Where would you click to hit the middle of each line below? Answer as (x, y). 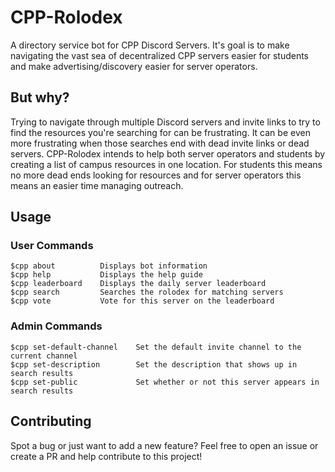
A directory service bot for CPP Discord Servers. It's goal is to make (150, 45)
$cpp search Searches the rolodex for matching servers (147, 292)
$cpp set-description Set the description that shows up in (154, 364)
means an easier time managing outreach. (97, 185)
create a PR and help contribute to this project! (106, 456)
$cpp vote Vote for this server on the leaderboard (142, 301)
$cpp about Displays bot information (109, 266)
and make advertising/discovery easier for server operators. (134, 66)
